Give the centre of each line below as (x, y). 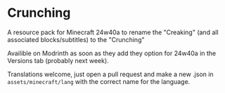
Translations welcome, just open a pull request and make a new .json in (110, 74)
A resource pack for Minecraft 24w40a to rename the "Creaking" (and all (113, 32)
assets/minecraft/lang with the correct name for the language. (99, 81)
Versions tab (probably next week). (58, 60)
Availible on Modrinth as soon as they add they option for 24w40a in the (112, 53)
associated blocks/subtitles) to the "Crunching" (76, 39)
